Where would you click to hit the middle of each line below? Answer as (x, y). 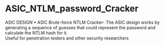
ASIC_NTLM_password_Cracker (72, 9)
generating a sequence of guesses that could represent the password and (80, 27)
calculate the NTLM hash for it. (36, 33)
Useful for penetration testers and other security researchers (67, 38)
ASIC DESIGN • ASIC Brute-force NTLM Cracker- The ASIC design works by (82, 22)
